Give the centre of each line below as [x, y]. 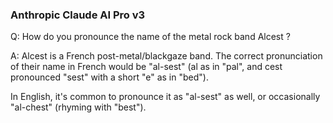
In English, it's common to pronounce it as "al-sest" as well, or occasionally [165, 97]
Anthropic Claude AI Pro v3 [78, 15]
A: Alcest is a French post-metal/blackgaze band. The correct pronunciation [166, 56]
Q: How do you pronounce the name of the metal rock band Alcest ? [150, 37]
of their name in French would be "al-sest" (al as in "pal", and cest [146, 67]
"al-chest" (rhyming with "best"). [78, 107]
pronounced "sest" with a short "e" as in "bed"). [109, 77]
